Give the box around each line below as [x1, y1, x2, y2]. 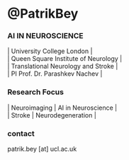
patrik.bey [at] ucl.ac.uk [7, 144, 77, 154]
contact [7, 128, 35, 138]
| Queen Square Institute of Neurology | [7, 55, 123, 63]
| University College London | [7, 47, 93, 55]
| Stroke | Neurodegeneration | [7, 110, 97, 119]
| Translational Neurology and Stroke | [7, 62, 118, 71]
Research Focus [7, 87, 64, 97]
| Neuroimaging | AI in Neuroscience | [7, 103, 118, 112]
